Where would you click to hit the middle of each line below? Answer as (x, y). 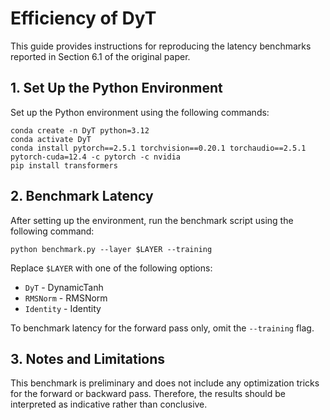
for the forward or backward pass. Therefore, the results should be (148, 394)
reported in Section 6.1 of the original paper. (100, 56)
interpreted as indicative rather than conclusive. (109, 404)
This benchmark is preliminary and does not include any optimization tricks (165, 383)
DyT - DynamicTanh (64, 287)
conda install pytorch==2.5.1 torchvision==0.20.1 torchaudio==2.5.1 (158, 148)
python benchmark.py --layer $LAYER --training (111, 249)
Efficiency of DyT (83, 18)
